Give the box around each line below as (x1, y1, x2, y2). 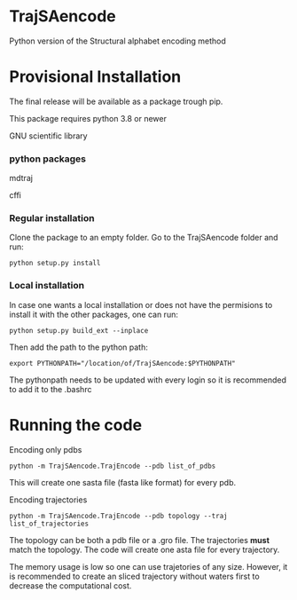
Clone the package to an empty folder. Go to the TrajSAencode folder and (9, 233, 278, 243)
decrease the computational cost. (9, 580, 132, 591)
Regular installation (9, 212, 95, 225)
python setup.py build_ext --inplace (9, 326, 149, 335)
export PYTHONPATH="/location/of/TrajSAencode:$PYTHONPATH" (9, 359, 237, 367)
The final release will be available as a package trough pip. (9, 96, 223, 107)
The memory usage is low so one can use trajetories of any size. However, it (9, 561, 288, 572)
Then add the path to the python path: (9, 342, 148, 352)
